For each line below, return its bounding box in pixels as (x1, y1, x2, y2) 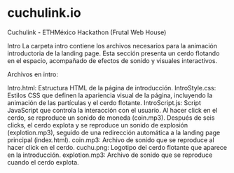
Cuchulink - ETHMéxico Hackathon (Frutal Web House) (7, 28, 167, 36)
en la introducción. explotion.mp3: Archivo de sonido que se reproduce (7, 151, 213, 159)
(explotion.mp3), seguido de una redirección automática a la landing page (7, 128, 221, 137)
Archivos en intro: (7, 70, 58, 78)
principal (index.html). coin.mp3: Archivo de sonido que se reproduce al (7, 135, 215, 144)
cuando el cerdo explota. (7, 158, 79, 166)
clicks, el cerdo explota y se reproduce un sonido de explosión (7, 120, 188, 129)
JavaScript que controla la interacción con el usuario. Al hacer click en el (7, 106, 218, 114)
